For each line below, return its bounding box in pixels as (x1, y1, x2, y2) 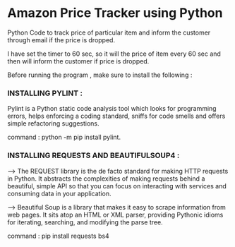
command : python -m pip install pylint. (7, 133, 121, 142)
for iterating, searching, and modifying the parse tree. (7, 217, 164, 227)
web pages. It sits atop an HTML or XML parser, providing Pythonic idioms (7, 210, 224, 219)
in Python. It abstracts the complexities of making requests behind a (7, 174, 205, 183)
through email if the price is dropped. (7, 35, 115, 44)
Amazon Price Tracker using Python (7, 5, 223, 21)
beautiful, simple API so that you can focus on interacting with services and (7, 181, 227, 190)
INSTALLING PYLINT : (7, 88, 83, 98)
